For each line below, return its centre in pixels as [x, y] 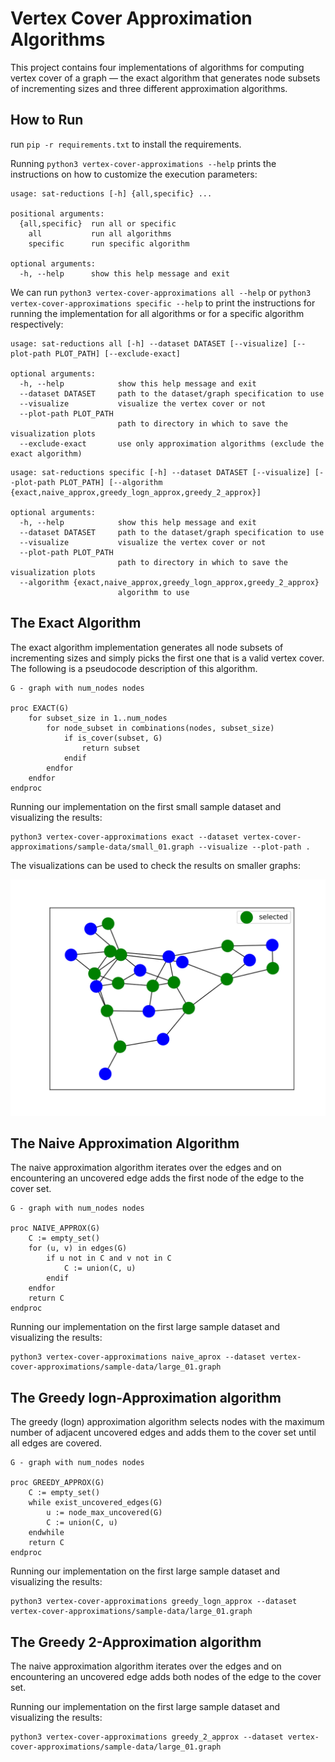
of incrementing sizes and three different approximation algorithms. [149, 88]
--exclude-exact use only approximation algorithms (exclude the [172, 443]
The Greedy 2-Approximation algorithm [136, 1642]
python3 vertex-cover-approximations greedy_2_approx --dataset [147, 1737]
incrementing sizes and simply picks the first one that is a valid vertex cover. [167, 658]
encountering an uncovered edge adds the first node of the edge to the [157, 1178]
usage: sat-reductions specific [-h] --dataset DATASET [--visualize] [160, 472]
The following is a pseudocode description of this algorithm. [134, 668]
